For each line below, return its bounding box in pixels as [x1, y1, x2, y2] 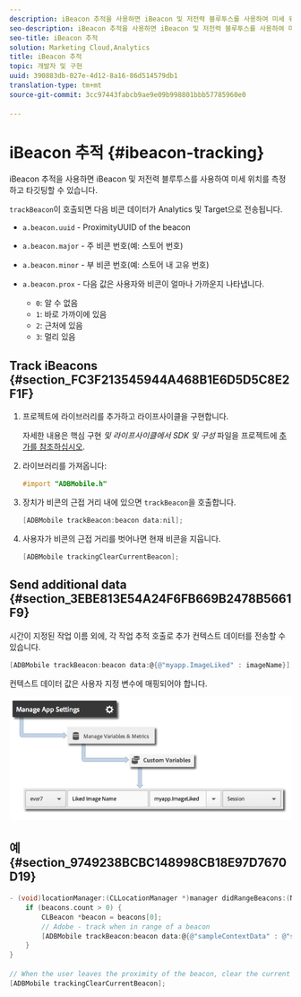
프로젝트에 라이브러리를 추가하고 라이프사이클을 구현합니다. [21, 411, 229, 422]
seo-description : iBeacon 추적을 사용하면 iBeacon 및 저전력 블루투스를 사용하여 [9, 23, 285, 33]
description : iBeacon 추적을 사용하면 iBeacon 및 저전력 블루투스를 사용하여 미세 [9, 14, 285, 23]
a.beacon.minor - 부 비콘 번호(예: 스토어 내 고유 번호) [21, 260, 210, 270]
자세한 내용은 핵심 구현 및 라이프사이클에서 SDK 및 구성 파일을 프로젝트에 [21, 430, 278, 441]
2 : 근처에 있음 [35, 320, 83, 331]
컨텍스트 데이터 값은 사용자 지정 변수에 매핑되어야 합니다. [9, 678, 208, 689]
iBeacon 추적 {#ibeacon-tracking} [9, 142, 265, 163]
